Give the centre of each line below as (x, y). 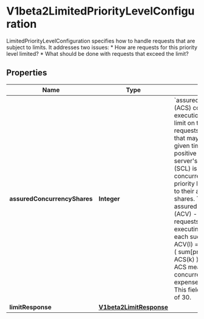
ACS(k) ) (186, 259)
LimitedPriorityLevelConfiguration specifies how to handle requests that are (101, 41)
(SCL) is (185, 168)
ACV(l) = (186, 244)
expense (186, 282)
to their (184, 191)
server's (186, 161)
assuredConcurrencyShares (51, 198)
